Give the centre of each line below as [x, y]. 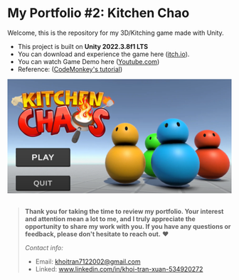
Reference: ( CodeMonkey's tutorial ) [70, 69]
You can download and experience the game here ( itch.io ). [103, 54]
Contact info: [44, 248]
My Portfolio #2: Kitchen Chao [99, 13]
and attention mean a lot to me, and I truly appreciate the [110, 219]
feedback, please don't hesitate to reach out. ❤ [97, 234]
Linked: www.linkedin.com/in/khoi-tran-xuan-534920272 [119, 269]
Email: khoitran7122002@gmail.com [88, 262]
